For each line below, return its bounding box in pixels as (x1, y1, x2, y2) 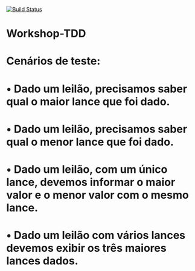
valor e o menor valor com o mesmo (6, 188, 189, 202)
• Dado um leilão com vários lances (6, 229, 186, 242)
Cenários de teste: (6, 54, 101, 68)
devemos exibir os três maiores (6, 241, 167, 255)
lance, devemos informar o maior (6, 175, 176, 189)
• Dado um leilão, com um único (6, 163, 168, 176)
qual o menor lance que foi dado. (6, 135, 174, 149)
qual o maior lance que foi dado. (6, 95, 170, 108)
